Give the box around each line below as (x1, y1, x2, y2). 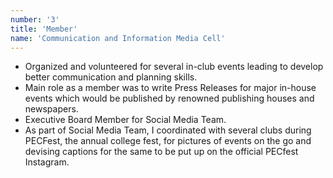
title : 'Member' (10, 24, 78, 34)
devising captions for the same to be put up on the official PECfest (24, 146, 299, 158)
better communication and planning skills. (24, 71, 198, 83)
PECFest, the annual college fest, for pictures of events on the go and (24, 135, 312, 147)
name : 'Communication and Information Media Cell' (10, 33, 226, 43)
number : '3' (10, 14, 60, 25)
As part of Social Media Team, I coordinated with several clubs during (24, 124, 312, 136)
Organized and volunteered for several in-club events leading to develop (24, 61, 324, 73)
